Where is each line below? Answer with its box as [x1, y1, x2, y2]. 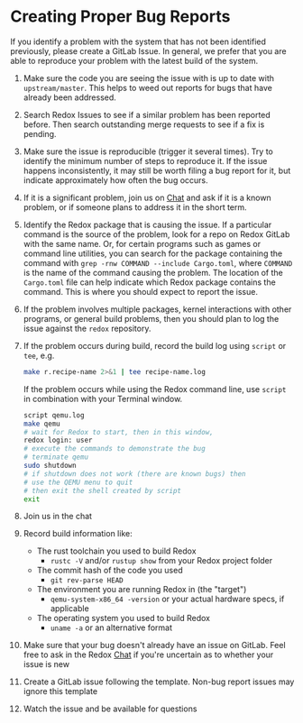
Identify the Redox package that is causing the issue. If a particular [23, 219, 272, 230]
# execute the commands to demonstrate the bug [23, 444, 206, 453]
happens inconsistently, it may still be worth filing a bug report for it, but [23, 165, 291, 176]
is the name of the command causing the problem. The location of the [23, 267, 283, 278]
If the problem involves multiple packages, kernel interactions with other [23, 304, 292, 315]
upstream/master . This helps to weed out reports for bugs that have [23, 82, 273, 93]
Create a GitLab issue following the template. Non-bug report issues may [23, 676, 295, 687]
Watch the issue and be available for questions [23, 703, 197, 714]
